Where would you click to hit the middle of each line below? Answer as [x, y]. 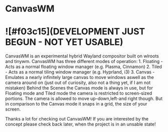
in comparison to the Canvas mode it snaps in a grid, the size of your [76, 104]
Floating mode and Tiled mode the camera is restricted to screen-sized [79, 93]
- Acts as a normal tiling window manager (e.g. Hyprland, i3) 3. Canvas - [80, 72]
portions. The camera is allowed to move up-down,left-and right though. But [84, 98]
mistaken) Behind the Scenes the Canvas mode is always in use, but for [79, 88]
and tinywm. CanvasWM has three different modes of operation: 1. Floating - [84, 61]
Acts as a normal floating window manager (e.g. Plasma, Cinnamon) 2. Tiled [83, 67]
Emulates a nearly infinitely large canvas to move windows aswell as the [79, 77]
